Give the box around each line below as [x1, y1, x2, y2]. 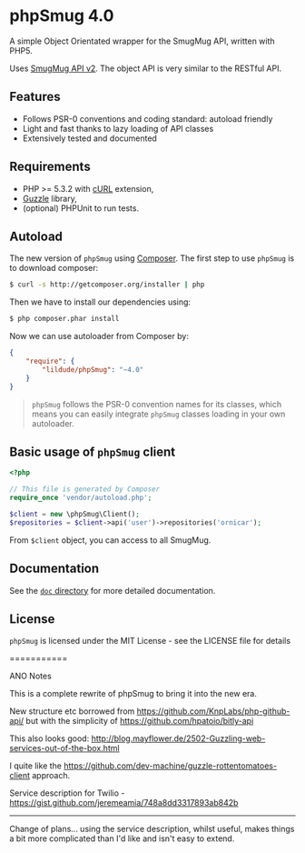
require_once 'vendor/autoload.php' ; [9, 493, 152, 503]
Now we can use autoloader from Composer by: [9, 331, 189, 342]
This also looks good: [9, 733, 90, 744]
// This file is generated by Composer [9, 485, 161, 494]
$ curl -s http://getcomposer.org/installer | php [9, 280, 205, 289]
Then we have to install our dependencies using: [9, 296, 192, 307]
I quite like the [9, 760, 62, 771]
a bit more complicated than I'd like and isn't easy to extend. [9, 833, 235, 844]
